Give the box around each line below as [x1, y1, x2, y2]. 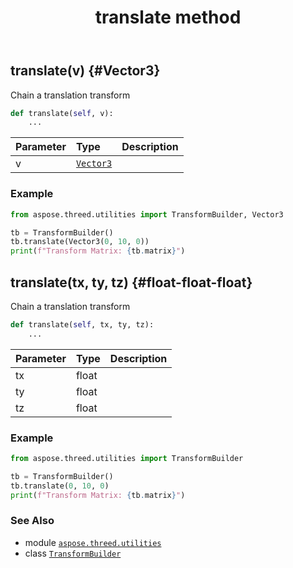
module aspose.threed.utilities [24, 536, 162, 548]
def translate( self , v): [10, 108, 114, 118]
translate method [94, 6, 242, 29]
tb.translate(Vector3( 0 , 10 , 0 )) [10, 237, 150, 247]
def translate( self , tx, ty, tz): [10, 319, 155, 330]
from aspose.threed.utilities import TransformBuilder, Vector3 [10, 209, 284, 220]
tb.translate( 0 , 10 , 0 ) [10, 481, 110, 491]
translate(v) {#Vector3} [10, 62, 161, 80]
